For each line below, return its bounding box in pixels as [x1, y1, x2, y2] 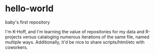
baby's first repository [5, 19, 50, 25]
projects [5, 34, 22, 40]
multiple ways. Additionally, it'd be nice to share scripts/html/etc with [5, 39, 145, 45]
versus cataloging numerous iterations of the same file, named [23, 34, 150, 40]
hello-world [5, 3, 54, 14]
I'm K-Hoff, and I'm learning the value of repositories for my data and [5, 28, 145, 34]
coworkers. [5, 44, 28, 50]
